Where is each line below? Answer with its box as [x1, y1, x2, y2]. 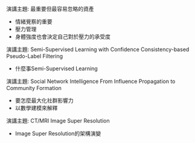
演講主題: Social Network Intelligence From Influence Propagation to [6, 78, 176, 85]
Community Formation [6, 85, 62, 91]
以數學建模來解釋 [14, 105, 58, 111]
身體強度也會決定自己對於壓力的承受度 [14, 33, 110, 40]
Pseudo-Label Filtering [6, 53, 63, 59]
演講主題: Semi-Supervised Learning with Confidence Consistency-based [6, 46, 190, 53]
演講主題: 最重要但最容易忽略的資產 [6, 5, 94, 12]
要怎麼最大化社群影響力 [14, 97, 74, 104]
